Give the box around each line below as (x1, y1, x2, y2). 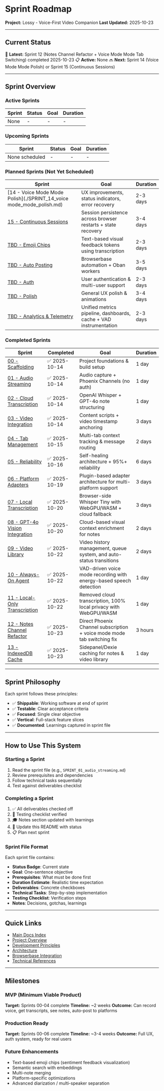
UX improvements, (81, 189, 124, 196)
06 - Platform (7, 475, 39, 482)
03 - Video (7, 415, 33, 422)
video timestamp (79, 418, 118, 425)
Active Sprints (5, 97, 40, 104)
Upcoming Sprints (5, 133, 49, 140)
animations (81, 296, 106, 303)
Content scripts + (79, 412, 120, 419)
